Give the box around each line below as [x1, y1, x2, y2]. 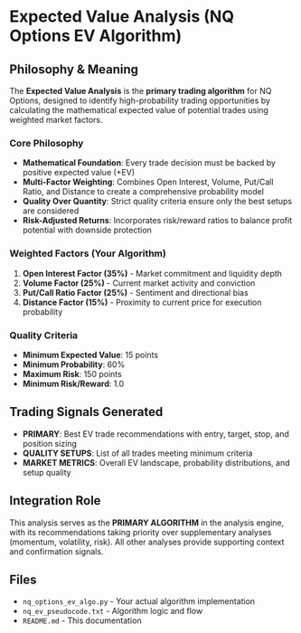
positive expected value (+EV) [22, 167, 136, 178]
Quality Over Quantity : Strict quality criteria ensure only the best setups [22, 196, 292, 207]
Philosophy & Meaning [9, 61, 138, 77]
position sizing [22, 438, 77, 449]
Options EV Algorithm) [9, 25, 183, 46]
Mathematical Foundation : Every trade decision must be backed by [22, 157, 276, 168]
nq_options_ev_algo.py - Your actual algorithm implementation [22, 596, 256, 607]
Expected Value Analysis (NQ [9, 6, 235, 27]
